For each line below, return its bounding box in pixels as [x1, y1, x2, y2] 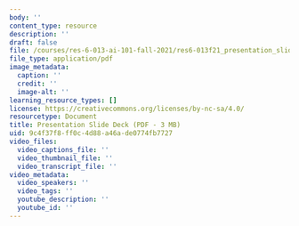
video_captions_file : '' [17, 145, 109, 154]
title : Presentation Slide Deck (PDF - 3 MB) [9, 121, 181, 130]
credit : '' [17, 79, 58, 88]
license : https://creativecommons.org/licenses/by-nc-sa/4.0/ [9, 104, 245, 113]
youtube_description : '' [17, 195, 109, 205]
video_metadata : [9, 170, 69, 179]
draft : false [9, 37, 58, 47]
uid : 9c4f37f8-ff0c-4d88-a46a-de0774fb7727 [9, 129, 174, 138]
